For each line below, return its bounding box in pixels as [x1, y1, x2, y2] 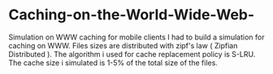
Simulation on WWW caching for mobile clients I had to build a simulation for [8, 32, 265, 42]
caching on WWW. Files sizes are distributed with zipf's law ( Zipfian [8, 40, 238, 50]
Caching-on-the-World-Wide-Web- [8, 6, 255, 24]
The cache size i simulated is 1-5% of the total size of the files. [8, 58, 218, 68]
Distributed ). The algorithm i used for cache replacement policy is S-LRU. [8, 49, 256, 59]
